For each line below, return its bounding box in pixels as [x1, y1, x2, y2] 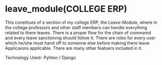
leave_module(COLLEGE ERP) [5, 3, 127, 15]
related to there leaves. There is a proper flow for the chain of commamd [5, 30, 151, 35]
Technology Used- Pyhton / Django [5, 54, 76, 60]
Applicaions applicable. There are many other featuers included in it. [5, 45, 142, 51]
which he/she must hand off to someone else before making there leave [5, 40, 150, 46]
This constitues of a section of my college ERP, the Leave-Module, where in [5, 19, 158, 25]
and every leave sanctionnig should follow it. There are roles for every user [5, 35, 156, 41]
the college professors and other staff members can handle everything [5, 24, 147, 30]
